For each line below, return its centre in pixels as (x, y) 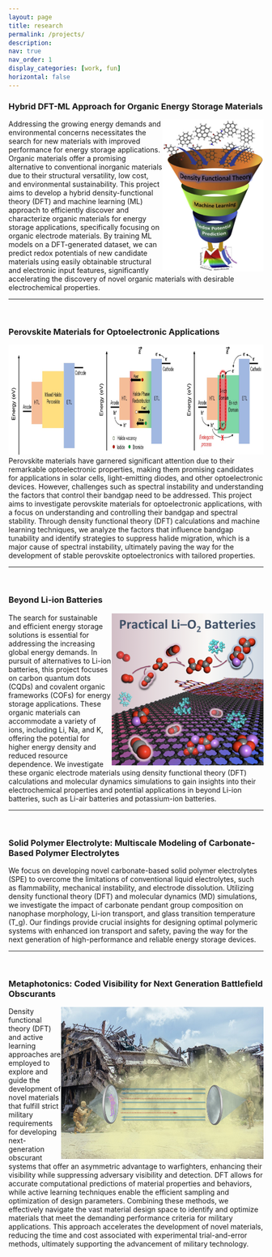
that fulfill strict (34, 1106)
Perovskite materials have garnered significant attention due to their (121, 461)
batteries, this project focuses (58, 669)
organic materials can (45, 712)
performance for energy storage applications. (84, 150)
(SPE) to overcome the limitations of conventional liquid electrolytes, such (132, 879)
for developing (33, 1132)
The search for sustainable (53, 618)
